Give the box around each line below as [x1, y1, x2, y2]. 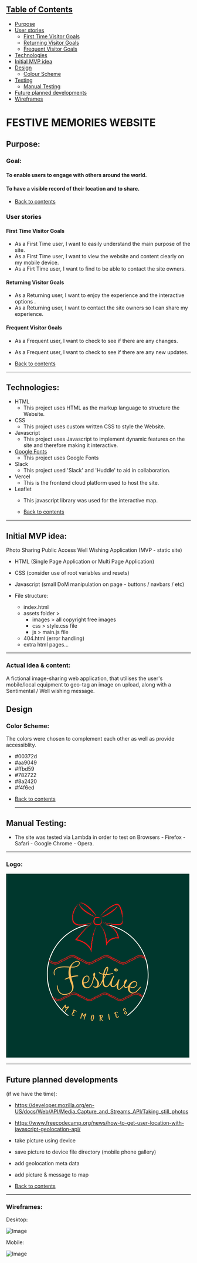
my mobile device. [14, 259, 59, 266]
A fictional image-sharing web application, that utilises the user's [6, 675, 163, 682]
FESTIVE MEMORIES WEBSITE [6, 116, 157, 129]
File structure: [14, 592, 49, 599]
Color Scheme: [6, 722, 50, 730]
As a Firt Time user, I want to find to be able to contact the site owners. [14, 265, 186, 272]
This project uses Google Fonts [23, 454, 99, 461]
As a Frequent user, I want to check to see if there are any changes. [14, 337, 178, 344]
